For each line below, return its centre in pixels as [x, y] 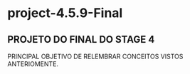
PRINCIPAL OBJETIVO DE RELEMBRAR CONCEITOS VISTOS [95, 56]
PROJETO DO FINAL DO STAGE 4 [81, 39]
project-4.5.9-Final [65, 13]
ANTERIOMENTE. [33, 64]
